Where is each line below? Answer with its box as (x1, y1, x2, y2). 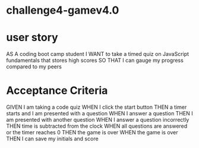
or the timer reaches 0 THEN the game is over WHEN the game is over (6, 129, 178, 136)
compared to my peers (6, 63, 62, 70)
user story (6, 31, 58, 45)
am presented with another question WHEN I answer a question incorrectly (6, 116, 189, 124)
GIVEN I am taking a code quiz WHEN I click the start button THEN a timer (6, 103, 187, 111)
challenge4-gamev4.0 (6, 4, 119, 17)
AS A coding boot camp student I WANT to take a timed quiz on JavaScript (6, 51, 189, 58)
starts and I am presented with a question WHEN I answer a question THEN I (6, 110, 193, 117)
